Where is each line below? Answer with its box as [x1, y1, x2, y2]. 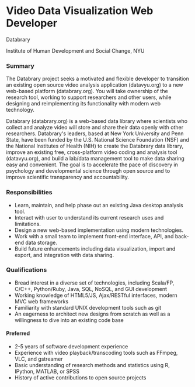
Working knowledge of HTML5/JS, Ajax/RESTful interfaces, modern [14, 292, 177, 299]
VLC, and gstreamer [14, 355, 63, 362]
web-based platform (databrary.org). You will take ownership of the [6, 88, 168, 95]
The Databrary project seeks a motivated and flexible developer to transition [6, 75, 190, 83]
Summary [6, 61, 35, 70]
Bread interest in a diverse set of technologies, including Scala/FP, [14, 279, 175, 286]
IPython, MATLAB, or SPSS [14, 368, 80, 375]
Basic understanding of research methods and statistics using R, [14, 362, 170, 369]
